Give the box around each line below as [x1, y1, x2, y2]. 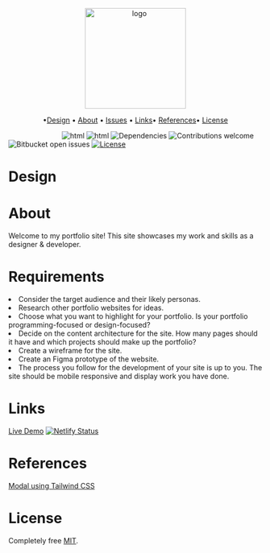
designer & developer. [8, 240, 81, 250]
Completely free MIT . [8, 535, 79, 545]
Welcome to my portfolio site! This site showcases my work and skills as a [8, 231, 254, 241]
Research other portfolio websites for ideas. [19, 303, 164, 313]
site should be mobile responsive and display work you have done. [8, 371, 230, 382]
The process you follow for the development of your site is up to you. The [19, 363, 263, 373]
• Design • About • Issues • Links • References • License [43, 115, 228, 125]
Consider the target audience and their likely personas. [19, 295, 201, 304]
